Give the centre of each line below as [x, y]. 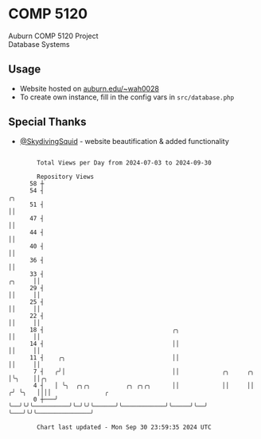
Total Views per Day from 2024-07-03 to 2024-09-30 [125, 163]
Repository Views [65, 177]
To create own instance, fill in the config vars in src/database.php [127, 97]
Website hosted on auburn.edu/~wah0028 [89, 88]
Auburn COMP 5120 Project [53, 36]
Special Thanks [47, 122]
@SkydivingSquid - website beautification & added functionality [124, 141]
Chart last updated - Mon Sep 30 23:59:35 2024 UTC [125, 427]
